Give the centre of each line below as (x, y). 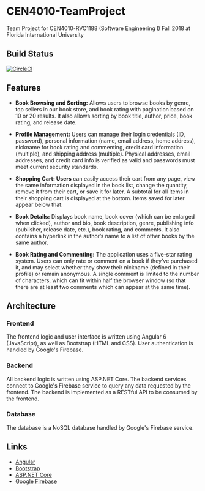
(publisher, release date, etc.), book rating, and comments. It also (97, 229)
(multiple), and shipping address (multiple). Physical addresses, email (103, 154)
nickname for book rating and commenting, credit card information (99, 147)
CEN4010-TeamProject (66, 11)
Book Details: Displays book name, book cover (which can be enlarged (105, 216)
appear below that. (39, 204)
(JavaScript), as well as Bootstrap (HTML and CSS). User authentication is (100, 343)
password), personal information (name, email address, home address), (105, 141)
